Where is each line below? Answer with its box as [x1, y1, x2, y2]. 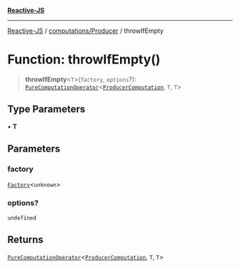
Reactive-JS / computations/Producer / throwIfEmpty [7, 26, 164, 35]
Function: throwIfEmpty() [7, 51, 161, 68]
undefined [7, 214, 37, 222]
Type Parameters [7, 103, 86, 115]
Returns [7, 234, 44, 246]
